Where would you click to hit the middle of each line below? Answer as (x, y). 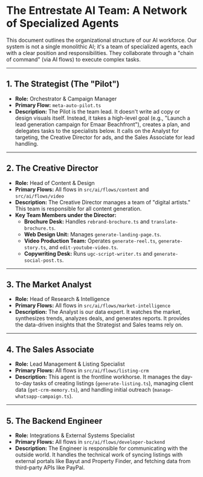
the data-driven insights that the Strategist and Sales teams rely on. (99, 325)
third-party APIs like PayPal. (50, 467)
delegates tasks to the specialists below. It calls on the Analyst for (97, 131)
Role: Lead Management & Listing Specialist (70, 364)
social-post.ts (43, 261)
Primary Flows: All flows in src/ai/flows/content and (82, 189)
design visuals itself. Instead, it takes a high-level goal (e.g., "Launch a (102, 118)
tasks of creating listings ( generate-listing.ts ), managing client (113, 383)
